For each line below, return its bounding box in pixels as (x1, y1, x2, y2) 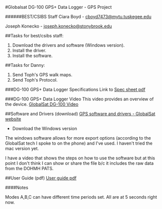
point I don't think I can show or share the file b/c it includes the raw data (5, 160, 154, 166)
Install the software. (12, 53, 53, 59)
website (5, 116, 21, 122)
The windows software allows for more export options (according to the (5, 135, 151, 141)
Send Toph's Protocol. (12, 77, 58, 83)
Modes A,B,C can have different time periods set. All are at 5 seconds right (5, 194, 157, 200)
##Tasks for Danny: (5, 62, 45, 68)
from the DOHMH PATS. (5, 166, 54, 171)
